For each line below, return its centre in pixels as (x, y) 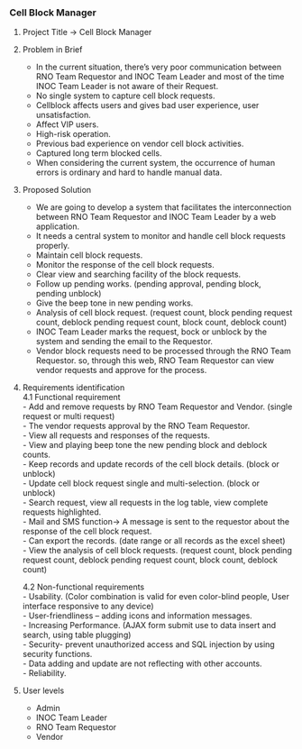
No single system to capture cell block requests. (125, 96)
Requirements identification (73, 388)
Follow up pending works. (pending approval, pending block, (148, 284)
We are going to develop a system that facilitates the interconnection (164, 207)
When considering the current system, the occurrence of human (156, 163)
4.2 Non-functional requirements (83, 587)
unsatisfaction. (64, 115)
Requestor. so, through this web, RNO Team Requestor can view (155, 361)
